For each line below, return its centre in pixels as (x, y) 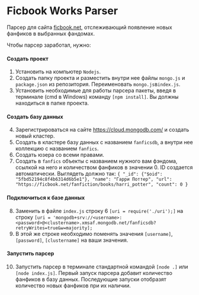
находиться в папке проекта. (52, 103)
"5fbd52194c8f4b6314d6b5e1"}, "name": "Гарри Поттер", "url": (94, 179)
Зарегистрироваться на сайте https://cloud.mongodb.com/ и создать (102, 130)
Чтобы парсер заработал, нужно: (49, 45)
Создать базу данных (35, 116)
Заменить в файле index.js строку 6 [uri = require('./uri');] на (99, 210)
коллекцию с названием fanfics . (57, 148)
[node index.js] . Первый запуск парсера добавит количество (94, 273)
